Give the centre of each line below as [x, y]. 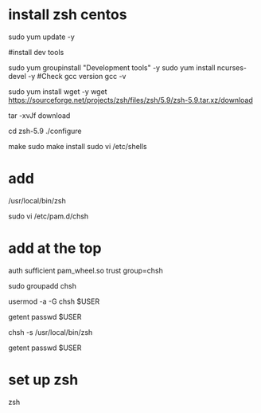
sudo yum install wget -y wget [58, 91]
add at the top [55, 248]
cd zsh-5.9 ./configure [45, 131]
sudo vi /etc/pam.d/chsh [49, 216]
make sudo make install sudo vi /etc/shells [78, 146]
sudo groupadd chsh [43, 285]
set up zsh [43, 380]
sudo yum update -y [42, 37]
